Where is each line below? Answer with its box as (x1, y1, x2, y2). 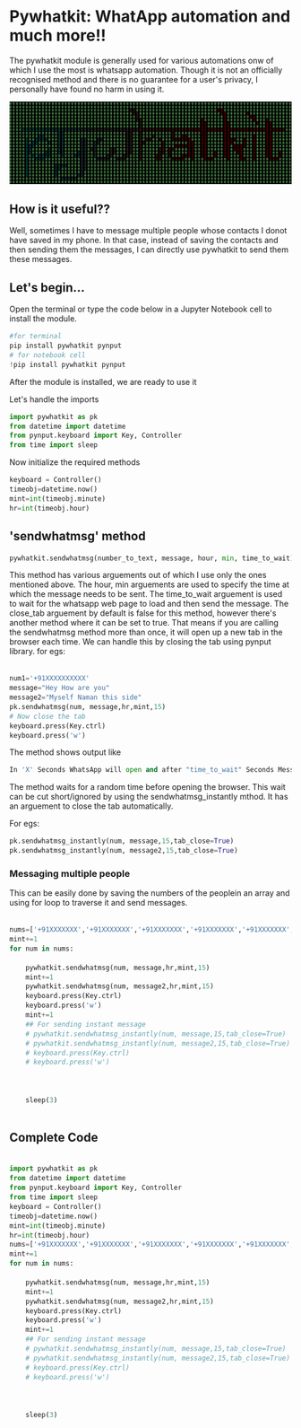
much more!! (9, 25, 107, 46)
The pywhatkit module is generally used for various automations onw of (9, 55, 274, 66)
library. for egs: (9, 646, 65, 657)
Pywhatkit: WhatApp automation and (9, 6, 291, 27)
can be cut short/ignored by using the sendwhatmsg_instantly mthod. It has (9, 792, 288, 802)
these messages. (9, 254, 73, 265)
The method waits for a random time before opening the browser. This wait (9, 782, 287, 793)
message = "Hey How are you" (9, 684, 110, 693)
